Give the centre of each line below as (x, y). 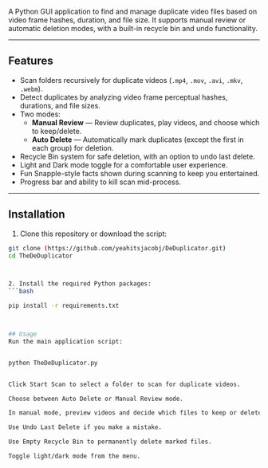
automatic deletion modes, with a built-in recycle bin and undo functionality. (133, 28)
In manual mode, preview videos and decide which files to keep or (123, 413)
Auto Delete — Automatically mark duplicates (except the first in (138, 140)
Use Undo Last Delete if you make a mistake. (85, 427)
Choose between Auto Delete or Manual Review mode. (96, 399)
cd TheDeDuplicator (41, 256)
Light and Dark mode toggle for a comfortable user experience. (124, 165)
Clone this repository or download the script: (93, 234)
